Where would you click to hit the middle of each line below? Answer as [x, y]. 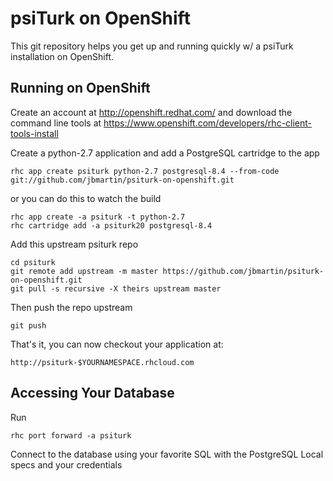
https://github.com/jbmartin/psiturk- [243, 271]
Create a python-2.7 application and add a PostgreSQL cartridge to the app [165, 153]
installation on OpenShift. [62, 56]
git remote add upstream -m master [84, 271]
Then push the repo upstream [71, 307]
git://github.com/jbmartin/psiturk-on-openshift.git [122, 180]
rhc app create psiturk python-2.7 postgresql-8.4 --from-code [145, 171]
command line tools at [56, 123]
